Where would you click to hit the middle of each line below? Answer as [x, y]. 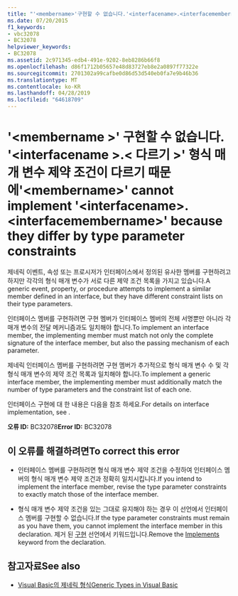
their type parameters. [40, 303]
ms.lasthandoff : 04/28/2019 [49, 93]
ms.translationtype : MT [43, 80]
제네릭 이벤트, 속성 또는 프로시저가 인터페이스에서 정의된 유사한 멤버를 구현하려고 [119, 271]
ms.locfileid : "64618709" [45, 100]
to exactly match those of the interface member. [88, 494]
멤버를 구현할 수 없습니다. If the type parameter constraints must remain [127, 518]
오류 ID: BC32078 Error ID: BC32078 [60, 426]
